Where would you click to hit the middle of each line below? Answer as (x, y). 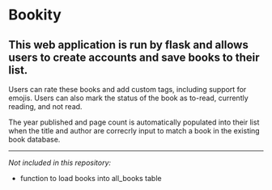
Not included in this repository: (60, 163)
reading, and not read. (45, 106)
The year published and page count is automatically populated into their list (134, 122)
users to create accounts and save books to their (134, 57)
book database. (34, 139)
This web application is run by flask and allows (128, 45)
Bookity (35, 15)
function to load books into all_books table (91, 178)
